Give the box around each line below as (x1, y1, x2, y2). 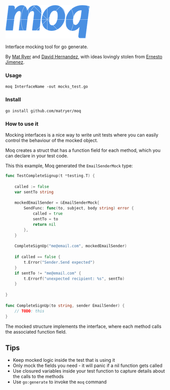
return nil (32, 222, 56, 227)
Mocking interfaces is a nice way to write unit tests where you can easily (5, 131, 159, 138)
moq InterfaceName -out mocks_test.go (5, 84, 88, 89)
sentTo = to (32, 216, 58, 222)
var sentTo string (14, 189, 54, 194)
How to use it (5, 120, 38, 127)
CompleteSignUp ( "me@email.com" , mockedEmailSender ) (14, 244, 127, 249)
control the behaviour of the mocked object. (5, 137, 98, 143)
